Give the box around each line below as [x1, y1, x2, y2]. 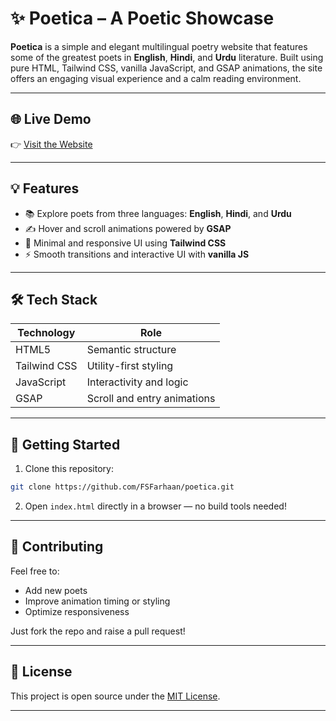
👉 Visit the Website [10, 138, 93, 150]
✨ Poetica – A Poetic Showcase [10, 7, 275, 30]
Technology [17, 326, 76, 340]
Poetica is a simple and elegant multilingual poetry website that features [10, 40, 308, 52]
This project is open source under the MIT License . [10, 690, 221, 702]
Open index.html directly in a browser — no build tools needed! [24, 500, 287, 512]
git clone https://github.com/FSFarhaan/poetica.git [10, 482, 235, 492]
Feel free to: [10, 565, 60, 577]
